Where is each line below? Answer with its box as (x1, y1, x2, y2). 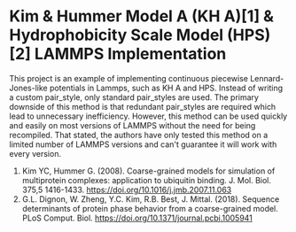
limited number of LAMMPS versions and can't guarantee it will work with (9, 139, 277, 150)
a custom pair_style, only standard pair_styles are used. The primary (9, 91, 260, 103)
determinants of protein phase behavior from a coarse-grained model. (21, 203, 279, 213)
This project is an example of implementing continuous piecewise (9, 73, 248, 83)
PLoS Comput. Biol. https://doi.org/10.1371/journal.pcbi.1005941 (21, 213, 253, 223)
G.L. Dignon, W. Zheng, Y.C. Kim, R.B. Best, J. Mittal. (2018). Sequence (21, 193, 280, 205)
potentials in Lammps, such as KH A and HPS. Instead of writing (49, 82, 284, 93)
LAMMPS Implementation (34, 44, 227, 64)
